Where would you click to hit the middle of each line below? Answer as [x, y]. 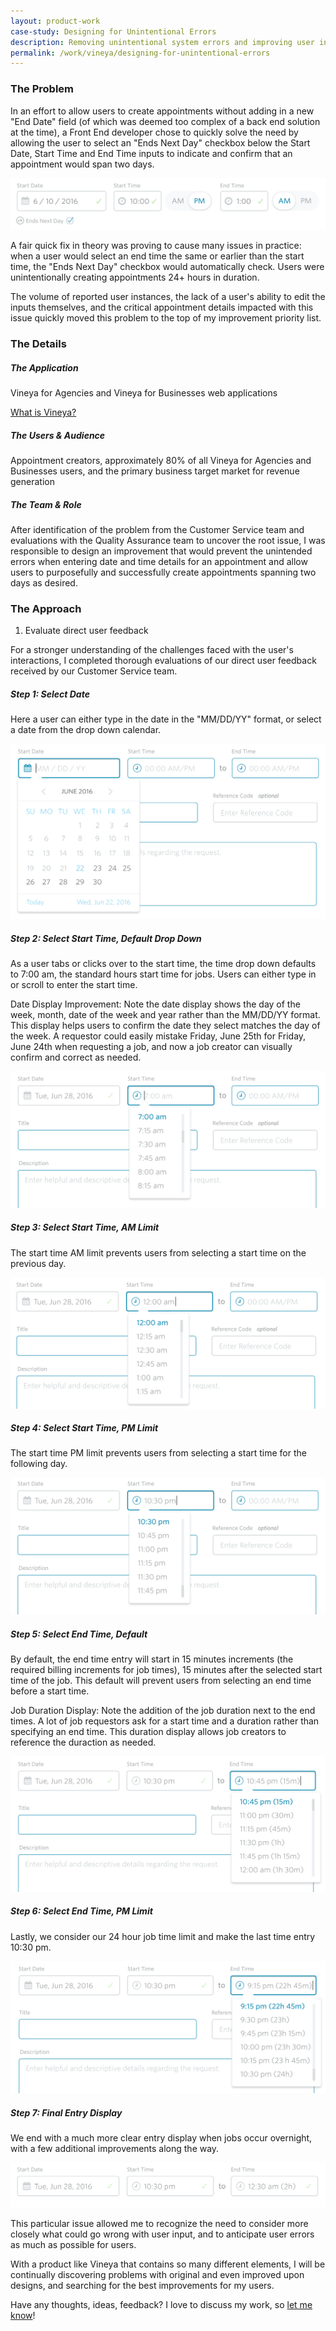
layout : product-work [55, 21]
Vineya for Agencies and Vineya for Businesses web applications [144, 393]
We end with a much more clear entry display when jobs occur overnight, [161, 2138]
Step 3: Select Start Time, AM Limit [85, 1227]
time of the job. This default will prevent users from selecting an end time [161, 1680]
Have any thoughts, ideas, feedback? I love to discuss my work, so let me [161, 2305]
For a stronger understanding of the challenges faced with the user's [152, 650]
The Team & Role [46, 504]
